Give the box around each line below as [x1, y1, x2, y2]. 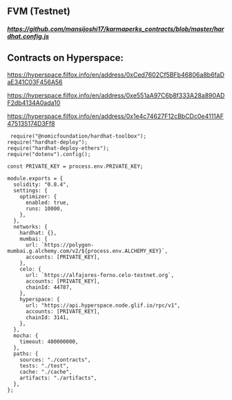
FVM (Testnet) [7, 6, 70, 17]
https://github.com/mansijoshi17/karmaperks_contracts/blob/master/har [7, 24, 224, 33]
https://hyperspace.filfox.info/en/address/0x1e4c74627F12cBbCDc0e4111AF [7, 112, 224, 120]
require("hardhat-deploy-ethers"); [7, 144, 110, 151]
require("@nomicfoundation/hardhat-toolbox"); [10, 133, 147, 140]
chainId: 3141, [25, 314, 70, 321]
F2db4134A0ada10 [7, 98, 61, 106]
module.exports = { [7, 175, 64, 182]
